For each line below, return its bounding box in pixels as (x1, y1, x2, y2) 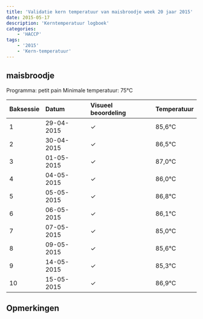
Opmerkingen (6, 303, 59, 313)
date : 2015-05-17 (6, 14, 50, 21)
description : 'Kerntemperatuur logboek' (6, 20, 110, 26)
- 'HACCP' (17, 31, 42, 37)
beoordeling (90, 108, 126, 117)
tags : (6, 37, 20, 43)
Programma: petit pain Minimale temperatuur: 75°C (6, 86, 133, 94)
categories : (6, 25, 36, 32)
